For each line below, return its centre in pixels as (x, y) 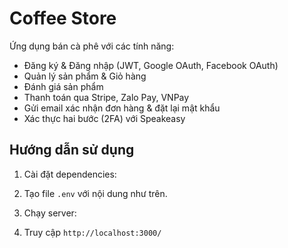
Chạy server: (50, 213)
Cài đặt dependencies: (70, 174)
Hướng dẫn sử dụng (72, 150)
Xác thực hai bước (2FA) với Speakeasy (104, 118)
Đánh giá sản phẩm (63, 86)
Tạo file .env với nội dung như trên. (95, 193)
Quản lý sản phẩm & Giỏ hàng (85, 76)
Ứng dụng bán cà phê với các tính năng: (92, 46)
